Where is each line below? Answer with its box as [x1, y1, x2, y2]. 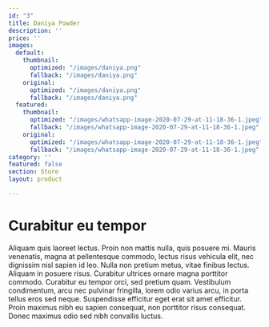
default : [15, 49, 45, 57]
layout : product [8, 175, 62, 184]
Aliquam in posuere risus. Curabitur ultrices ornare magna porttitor [8, 269, 228, 278]
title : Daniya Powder [8, 19, 81, 27]
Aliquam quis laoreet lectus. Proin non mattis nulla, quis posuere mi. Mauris [8, 243, 256, 253]
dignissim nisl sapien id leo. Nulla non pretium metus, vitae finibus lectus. [8, 260, 250, 269]
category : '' [8, 153, 52, 161]
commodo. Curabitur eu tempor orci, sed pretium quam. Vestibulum [8, 277, 231, 286]
